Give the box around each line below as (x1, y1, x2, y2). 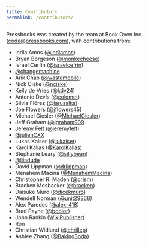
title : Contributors (6, 8, 58, 15)
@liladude (14, 156, 40, 164)
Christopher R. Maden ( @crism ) (14, 176, 94, 183)
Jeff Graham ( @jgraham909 (14, 118, 84, 125)
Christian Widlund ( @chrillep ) (14, 226, 88, 233)
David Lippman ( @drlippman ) (14, 162, 88, 170)
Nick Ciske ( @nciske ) (14, 80, 68, 87)
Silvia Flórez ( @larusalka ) (14, 99, 78, 106)
